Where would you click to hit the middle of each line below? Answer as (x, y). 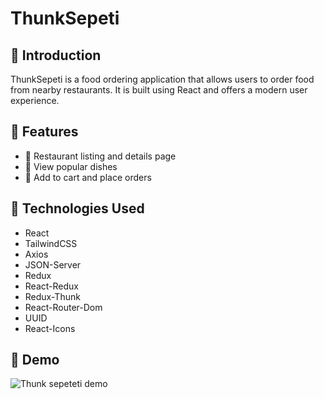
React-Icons (50, 328)
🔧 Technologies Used (77, 208)
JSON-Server (53, 264)
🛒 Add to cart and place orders (88, 177)
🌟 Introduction (56, 55)
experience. (35, 100)
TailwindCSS (51, 243)
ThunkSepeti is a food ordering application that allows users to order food (162, 79)
